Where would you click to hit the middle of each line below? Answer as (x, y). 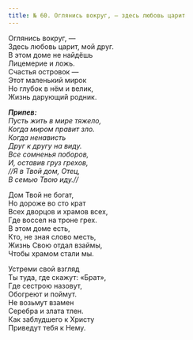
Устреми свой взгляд (44, 269)
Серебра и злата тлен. (46, 311)
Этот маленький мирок (47, 80)
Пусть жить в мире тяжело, (55, 120)
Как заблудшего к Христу (51, 319)
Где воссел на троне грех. (53, 220)
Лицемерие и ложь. (42, 63)
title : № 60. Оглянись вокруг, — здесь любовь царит (97, 15)
